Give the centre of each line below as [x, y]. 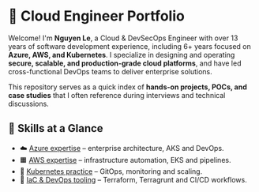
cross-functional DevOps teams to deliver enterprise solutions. [111, 71]
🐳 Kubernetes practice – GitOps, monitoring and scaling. [111, 171]
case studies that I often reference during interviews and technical [117, 95]
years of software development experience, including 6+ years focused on [129, 46]
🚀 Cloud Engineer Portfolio [97, 16]
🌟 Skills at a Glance [56, 128]
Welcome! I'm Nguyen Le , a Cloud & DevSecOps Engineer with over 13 [123, 38]
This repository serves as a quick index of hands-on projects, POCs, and [128, 87]
